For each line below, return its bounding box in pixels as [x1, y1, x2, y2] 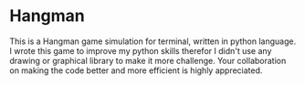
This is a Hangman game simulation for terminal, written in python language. [9, 36, 297, 47]
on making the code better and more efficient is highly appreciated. [9, 65, 263, 76]
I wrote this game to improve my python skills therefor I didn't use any [9, 45, 272, 56]
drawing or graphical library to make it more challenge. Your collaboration [9, 55, 287, 66]
